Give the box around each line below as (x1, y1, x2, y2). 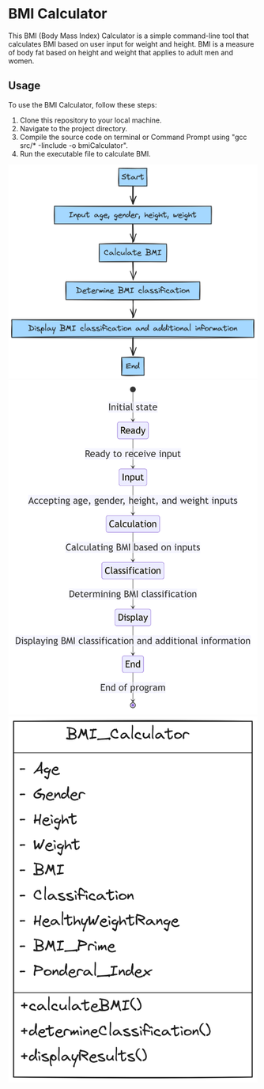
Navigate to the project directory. (19, 123, 128, 133)
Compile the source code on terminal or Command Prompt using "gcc (19, 132, 247, 142)
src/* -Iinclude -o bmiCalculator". (19, 140, 128, 150)
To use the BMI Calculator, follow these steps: (8, 100, 157, 109)
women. (8, 56, 35, 66)
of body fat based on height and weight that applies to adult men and (8, 47, 233, 57)
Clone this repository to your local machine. (19, 115, 162, 125)
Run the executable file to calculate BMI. (19, 149, 152, 158)
